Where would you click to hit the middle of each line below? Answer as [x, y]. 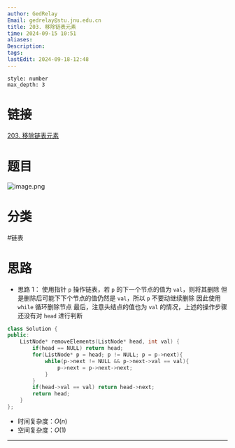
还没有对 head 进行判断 [50, 315]
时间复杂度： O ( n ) [42, 421]
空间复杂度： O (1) [42, 430]
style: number [28, 79]
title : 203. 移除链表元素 [42, 27]
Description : [26, 46]
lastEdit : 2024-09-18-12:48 [48, 60]
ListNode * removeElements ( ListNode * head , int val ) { [100, 342]
